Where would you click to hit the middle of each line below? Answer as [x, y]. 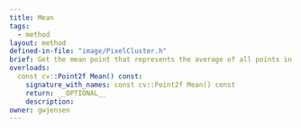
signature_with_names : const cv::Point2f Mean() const [131, 85]
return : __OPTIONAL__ [66, 93]
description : [50, 101]
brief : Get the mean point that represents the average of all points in [151, 59]
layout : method [38, 43]
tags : [19, 26]
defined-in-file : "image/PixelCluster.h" [88, 51]
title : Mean [32, 18]
